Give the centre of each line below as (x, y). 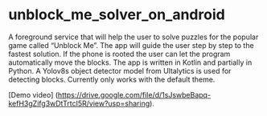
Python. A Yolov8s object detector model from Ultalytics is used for (120, 70)
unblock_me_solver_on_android (117, 15)
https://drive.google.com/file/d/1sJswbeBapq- (134, 94)
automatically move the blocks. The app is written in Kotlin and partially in (130, 62)
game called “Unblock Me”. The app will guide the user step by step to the (131, 45)
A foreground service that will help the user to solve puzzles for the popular (133, 37)
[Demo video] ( (33, 94)
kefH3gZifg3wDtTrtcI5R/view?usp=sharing (79, 103)
